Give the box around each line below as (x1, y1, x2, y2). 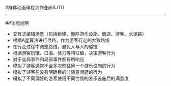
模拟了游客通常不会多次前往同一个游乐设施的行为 (12, 63, 116, 69)
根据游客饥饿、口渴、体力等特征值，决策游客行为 (12, 50, 116, 56)
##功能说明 (5, 20, 29, 26)
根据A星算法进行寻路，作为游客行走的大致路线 (12, 37, 110, 43)
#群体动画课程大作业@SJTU (5, 5, 65, 10)
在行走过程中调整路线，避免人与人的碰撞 (12, 44, 98, 49)
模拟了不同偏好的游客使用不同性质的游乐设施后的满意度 (12, 75, 129, 81)
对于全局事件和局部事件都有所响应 (12, 56, 84, 62)
